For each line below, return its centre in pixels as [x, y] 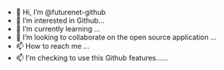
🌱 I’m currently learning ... [58, 29]
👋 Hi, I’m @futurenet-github [60, 12]
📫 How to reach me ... [52, 46]
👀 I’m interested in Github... [60, 20]
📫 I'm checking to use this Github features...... [92, 58]
